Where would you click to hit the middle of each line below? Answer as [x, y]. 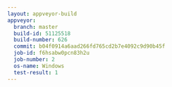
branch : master [36, 27]
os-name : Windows [39, 66]
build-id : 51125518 [42, 33]
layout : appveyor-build [42, 14]
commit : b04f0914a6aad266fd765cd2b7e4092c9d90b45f [90, 46]
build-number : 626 [41, 40]
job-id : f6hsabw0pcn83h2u [52, 53]
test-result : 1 [36, 72]
